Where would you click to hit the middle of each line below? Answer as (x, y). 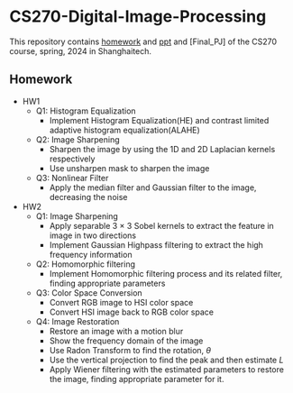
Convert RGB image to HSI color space (121, 302)
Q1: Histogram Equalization (86, 111)
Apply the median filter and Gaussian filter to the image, (153, 187)
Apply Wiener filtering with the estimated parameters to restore (166, 369)
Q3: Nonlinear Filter (72, 178)
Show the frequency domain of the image (126, 341)
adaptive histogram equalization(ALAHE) (124, 130)
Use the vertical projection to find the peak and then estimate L (166, 360)
